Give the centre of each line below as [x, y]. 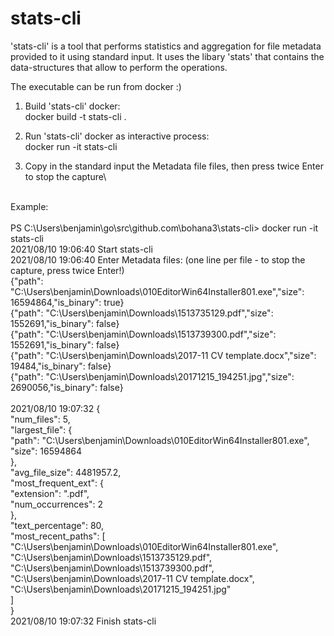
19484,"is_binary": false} [61, 366]
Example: [29, 206]
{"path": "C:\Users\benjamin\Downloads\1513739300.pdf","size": [143, 334]
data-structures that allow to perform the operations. [119, 67]
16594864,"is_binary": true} [67, 302]
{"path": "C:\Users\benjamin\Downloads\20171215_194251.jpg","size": [152, 376]
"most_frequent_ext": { [57, 483]
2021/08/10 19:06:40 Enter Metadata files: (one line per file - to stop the [158, 259]
